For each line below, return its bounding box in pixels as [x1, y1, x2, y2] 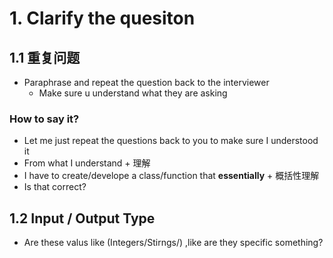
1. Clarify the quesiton [9, 7, 196, 30]
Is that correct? [23, 181, 87, 193]
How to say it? [9, 112, 80, 126]
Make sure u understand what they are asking [38, 87, 228, 99]
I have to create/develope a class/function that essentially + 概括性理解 [23, 170, 320, 182]
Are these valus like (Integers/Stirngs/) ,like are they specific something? [23, 237, 324, 249]
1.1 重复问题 [9, 49, 81, 66]
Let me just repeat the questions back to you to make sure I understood [23, 135, 319, 147]
